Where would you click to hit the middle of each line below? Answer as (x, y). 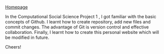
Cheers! (13, 47)
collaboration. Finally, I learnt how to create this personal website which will (82, 32)
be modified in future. (27, 37)
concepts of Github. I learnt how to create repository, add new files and (78, 22)
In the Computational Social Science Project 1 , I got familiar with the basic (81, 16)
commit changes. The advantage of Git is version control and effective (77, 27)
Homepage (17, 7)
